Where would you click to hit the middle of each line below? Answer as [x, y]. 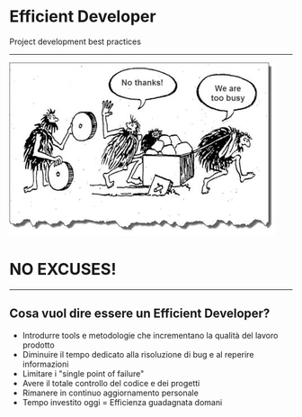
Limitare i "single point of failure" [83, 373]
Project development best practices [75, 41]
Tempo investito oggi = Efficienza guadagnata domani [122, 402]
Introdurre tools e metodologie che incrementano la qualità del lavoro [150, 335]
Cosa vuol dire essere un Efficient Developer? [140, 314]
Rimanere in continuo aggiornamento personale [111, 393]
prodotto [39, 345]
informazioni [45, 364]
